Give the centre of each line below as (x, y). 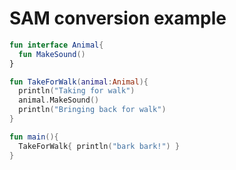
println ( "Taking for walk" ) (77, 91)
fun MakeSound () (52, 54)
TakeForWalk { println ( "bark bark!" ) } (99, 146)
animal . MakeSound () (59, 100)
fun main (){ (34, 137)
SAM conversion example (118, 18)
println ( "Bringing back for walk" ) (92, 110)
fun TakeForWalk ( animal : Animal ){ (79, 82)
